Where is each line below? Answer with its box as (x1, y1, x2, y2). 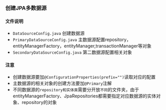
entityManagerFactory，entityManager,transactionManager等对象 (12, 43, 152, 49)
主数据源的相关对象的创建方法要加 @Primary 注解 (12, 80, 112, 87)
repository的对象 (21, 99, 57, 105)
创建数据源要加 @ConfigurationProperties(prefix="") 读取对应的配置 (12, 74, 156, 80)
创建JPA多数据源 (5, 4, 47, 11)
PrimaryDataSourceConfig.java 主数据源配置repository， (12, 36, 131, 43)
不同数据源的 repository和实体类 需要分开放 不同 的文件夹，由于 (12, 87, 139, 93)
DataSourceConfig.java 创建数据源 (12, 30, 85, 36)
